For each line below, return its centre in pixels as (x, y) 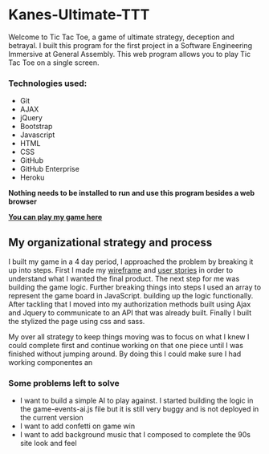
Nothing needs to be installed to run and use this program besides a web (132, 193)
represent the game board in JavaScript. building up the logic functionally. (131, 296)
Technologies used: (48, 83)
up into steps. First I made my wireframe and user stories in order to (121, 270)
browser (23, 201)
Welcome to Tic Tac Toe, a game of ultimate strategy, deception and (121, 37)
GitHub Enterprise (50, 169)
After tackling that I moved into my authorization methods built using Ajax (130, 304)
